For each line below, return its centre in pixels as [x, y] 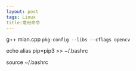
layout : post [22, 12]
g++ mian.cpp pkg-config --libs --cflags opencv [68, 40]
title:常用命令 [23, 22]
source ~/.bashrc [27, 62]
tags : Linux [21, 17]
